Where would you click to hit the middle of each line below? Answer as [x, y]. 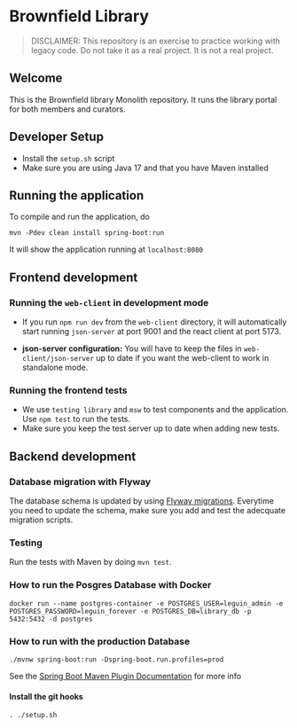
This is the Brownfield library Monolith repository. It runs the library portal [143, 99]
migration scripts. [41, 520]
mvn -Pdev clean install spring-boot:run [87, 233]
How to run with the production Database [100, 641]
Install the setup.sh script [68, 158]
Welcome [36, 78]
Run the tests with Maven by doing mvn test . [90, 562]
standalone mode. [55, 368]
